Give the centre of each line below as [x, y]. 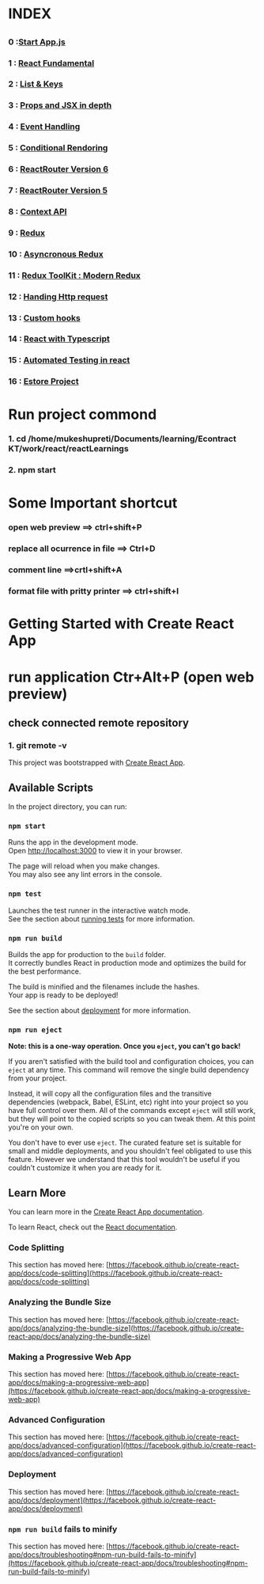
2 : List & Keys [36, 84]
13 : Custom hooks [44, 317]
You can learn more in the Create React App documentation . [106, 1212]
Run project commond [83, 414]
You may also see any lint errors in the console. [85, 875]
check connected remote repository [99, 723]
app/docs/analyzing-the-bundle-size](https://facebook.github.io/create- [126, 1328]
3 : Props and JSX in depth [60, 105]
